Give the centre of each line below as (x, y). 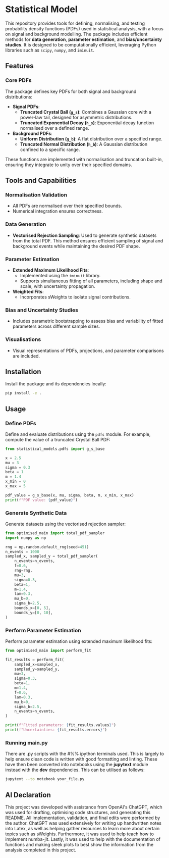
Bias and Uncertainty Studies (42, 310)
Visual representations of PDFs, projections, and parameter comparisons (88, 350)
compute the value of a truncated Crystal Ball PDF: (58, 439)
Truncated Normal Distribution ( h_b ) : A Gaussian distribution (84, 144)
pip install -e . (23, 393)
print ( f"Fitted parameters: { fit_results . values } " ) (61, 725)
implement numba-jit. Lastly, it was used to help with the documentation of (83, 839)
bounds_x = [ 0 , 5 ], (33, 608)
